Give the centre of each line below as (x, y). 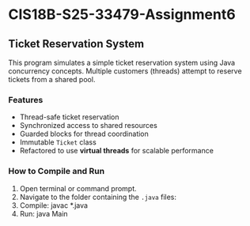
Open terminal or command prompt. (78, 188)
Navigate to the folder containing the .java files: (98, 197)
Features (26, 100)
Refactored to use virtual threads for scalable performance (116, 151)
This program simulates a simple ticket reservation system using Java (122, 62)
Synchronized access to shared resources (89, 126)
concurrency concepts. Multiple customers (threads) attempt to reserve (125, 71)
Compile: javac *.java (54, 205)
